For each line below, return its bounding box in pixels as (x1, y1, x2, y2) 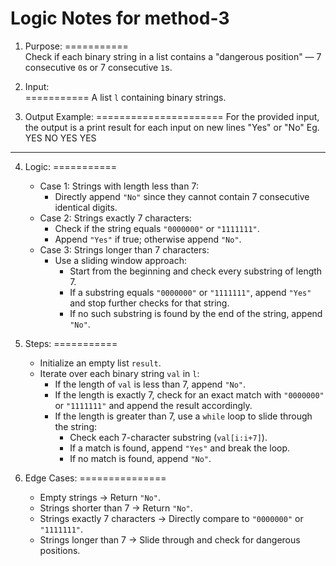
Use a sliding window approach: (54, 254, 187, 266)
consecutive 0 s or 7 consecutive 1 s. (24, 61, 173, 73)
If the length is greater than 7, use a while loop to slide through (54, 410, 313, 422)
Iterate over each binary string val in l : (39, 367, 200, 379)
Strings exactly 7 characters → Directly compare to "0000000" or (39, 512, 304, 524)
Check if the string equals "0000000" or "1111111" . (54, 222, 260, 234)
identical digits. (54, 201, 118, 213)
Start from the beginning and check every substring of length (69, 265, 323, 277)
